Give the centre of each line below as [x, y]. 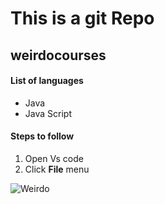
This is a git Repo [82, 18]
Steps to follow [42, 136]
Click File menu [57, 169]
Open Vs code [54, 158]
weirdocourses [58, 55]
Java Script [48, 113]
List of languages [47, 81]
